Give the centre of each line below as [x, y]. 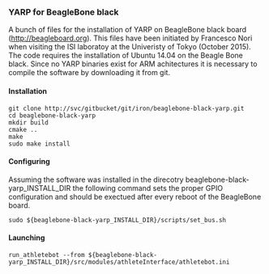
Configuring [29, 162]
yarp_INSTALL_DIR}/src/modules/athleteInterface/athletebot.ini [119, 262]
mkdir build [28, 122]
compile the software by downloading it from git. [90, 73]
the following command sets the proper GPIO [148, 188]
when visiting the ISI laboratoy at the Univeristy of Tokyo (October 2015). [130, 47]
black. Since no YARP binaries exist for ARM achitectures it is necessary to [133, 64]
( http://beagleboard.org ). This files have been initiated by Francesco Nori [130, 38]
